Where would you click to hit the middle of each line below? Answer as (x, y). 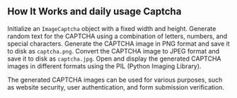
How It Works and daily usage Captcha (94, 12)
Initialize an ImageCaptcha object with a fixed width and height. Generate (112, 28)
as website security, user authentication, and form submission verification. (116, 87)
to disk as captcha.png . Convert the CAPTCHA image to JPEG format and (114, 51)
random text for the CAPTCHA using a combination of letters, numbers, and (117, 36)
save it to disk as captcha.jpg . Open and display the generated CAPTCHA (114, 59)
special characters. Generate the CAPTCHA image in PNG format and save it (118, 43)
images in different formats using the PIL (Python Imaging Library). (104, 66)
